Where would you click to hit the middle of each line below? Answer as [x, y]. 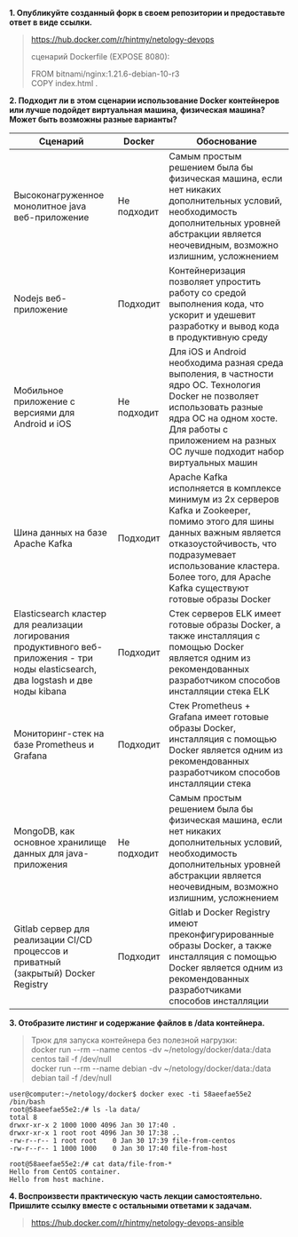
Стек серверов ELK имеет [225, 614]
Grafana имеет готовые [219, 717]
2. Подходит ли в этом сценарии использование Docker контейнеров [145, 100]
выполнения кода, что [216, 304]
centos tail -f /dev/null [71, 1059]
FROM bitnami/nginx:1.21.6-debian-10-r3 [105, 74]
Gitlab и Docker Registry [220, 912]
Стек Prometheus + [210, 706]
